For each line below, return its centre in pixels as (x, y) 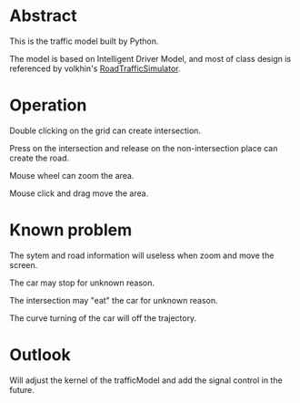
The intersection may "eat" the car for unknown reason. (114, 300)
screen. (24, 264)
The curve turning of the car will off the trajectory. (103, 318)
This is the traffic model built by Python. (84, 41)
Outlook (40, 355)
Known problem (71, 230)
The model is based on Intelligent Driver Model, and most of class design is (150, 58)
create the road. (40, 158)
